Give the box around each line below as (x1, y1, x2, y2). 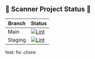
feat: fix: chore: (5, 49, 37, 55)
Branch (8, 19, 26, 26)
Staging (8, 36, 26, 43)
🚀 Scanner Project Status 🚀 (5, 5, 91, 13)
